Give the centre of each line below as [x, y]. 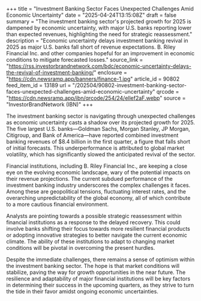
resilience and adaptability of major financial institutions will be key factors [98, 278]
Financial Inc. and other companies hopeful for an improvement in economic [100, 53]
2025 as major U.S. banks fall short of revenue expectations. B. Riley [91, 47]
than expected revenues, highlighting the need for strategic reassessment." [99, 34]
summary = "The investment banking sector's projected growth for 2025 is [99, 21]
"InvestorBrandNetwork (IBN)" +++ [50, 104]
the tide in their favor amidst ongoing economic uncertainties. [82, 291]
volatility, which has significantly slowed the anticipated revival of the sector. [101, 154]
